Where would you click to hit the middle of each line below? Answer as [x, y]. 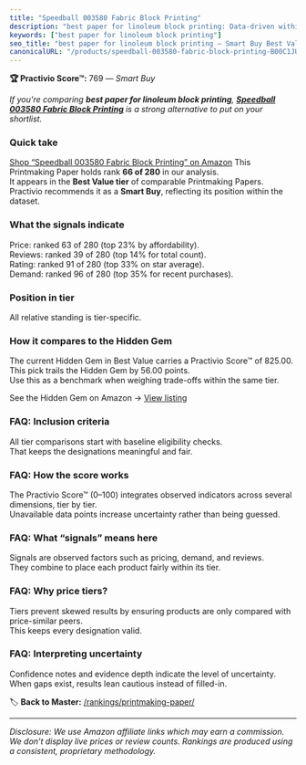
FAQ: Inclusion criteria [60, 422]
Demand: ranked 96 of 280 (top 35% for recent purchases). [122, 274]
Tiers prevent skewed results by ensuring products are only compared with [150, 611]
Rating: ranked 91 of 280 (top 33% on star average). [107, 264]
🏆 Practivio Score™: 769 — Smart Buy [82, 79]
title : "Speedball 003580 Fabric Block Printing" [106, 18]
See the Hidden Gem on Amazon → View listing [98, 398]
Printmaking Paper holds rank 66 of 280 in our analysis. [114, 172]
